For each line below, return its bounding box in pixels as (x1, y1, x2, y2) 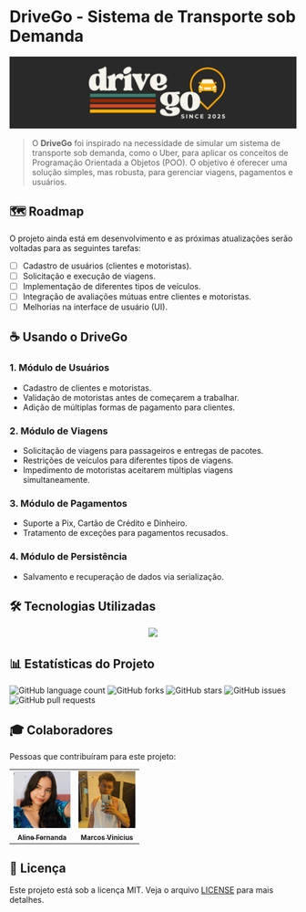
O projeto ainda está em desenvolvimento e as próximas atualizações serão (9, 233, 293, 244)
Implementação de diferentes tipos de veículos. (22, 280, 202, 291)
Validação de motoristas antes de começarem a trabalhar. (22, 392, 240, 403)
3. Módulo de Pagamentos (9, 497, 127, 509)
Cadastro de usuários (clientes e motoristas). (22, 260, 192, 271)
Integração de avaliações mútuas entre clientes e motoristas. (22, 290, 252, 302)
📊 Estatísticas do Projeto (9, 655, 155, 672)
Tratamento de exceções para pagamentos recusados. (22, 528, 229, 539)
